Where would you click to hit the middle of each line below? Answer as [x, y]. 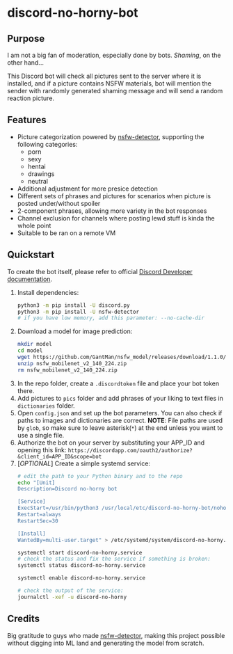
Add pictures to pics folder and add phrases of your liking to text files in [120, 398]
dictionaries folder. [46, 406]
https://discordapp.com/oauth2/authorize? [130, 450]
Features [27, 120]
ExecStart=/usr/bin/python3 [58, 508]
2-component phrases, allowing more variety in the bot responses [112, 211]
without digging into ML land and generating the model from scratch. [106, 643]
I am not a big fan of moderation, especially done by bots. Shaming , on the [114, 55]
